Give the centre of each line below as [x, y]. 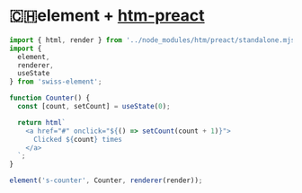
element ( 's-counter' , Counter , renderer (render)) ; [106, 180]
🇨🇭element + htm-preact [107, 16]
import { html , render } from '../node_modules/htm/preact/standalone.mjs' [154, 40]
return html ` [42, 122]
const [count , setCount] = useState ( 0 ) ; [94, 107]
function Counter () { [50, 98]
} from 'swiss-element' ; [56, 82]
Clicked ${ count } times [78, 139]
